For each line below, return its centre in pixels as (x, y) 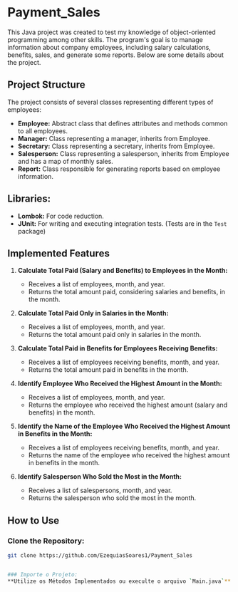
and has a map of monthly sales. (66, 161)
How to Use (33, 520)
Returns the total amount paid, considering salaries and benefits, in (127, 292)
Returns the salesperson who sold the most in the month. (112, 498)
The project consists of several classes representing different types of (110, 102)
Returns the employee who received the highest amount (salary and (128, 405)
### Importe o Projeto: (43, 574)
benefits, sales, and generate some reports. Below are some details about (116, 55)
